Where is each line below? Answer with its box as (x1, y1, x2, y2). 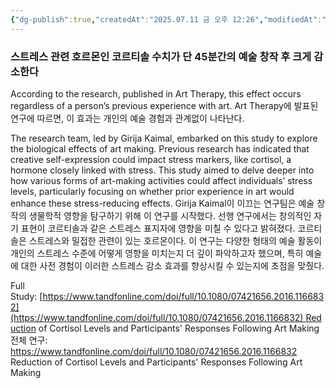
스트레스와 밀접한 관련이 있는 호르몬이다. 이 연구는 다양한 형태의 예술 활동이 (28, 234, 323, 246)
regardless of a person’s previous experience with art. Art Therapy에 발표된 (10, 99, 319, 111)
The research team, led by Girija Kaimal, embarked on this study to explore (10, 132, 318, 144)
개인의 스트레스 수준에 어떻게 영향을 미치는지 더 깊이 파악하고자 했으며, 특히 (10, 247, 304, 259)
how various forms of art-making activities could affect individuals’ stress (10, 174, 313, 186)
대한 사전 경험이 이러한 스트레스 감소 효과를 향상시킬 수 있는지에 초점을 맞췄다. (20, 259, 325, 271)
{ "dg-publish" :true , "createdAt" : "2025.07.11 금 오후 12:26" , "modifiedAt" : (10, 14, 323, 25)
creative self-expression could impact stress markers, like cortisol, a (10, 153, 292, 165)
